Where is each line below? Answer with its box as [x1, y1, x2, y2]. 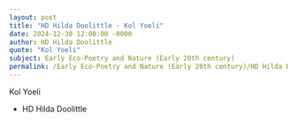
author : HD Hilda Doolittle [9, 37, 113, 47]
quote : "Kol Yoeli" [9, 46, 81, 55]
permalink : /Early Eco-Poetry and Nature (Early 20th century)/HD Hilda [9, 63, 283, 72]
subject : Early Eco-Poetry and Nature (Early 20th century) [9, 54, 236, 63]
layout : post [9, 12, 57, 22]
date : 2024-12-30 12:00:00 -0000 [9, 29, 133, 38]
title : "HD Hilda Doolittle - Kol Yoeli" [9, 21, 164, 30]
